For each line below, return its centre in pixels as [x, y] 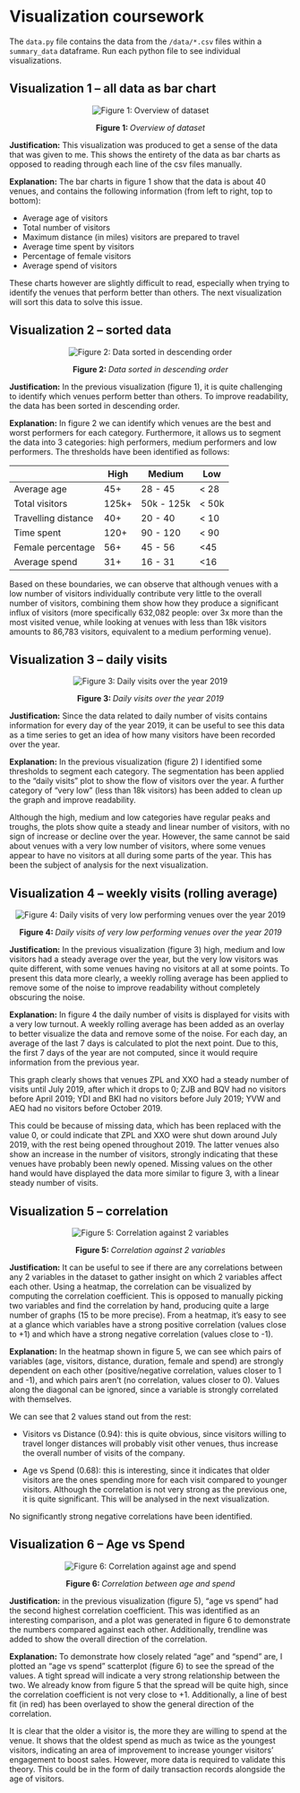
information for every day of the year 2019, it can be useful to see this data [147, 726]
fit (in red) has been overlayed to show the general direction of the [132, 1704]
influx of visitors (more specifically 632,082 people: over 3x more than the [146, 613]
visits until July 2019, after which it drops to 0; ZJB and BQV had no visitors [148, 1089]
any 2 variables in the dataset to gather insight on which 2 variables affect [146, 1277]
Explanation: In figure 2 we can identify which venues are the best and [140, 422]
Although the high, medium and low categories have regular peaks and [140, 817]
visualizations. [36, 60]
